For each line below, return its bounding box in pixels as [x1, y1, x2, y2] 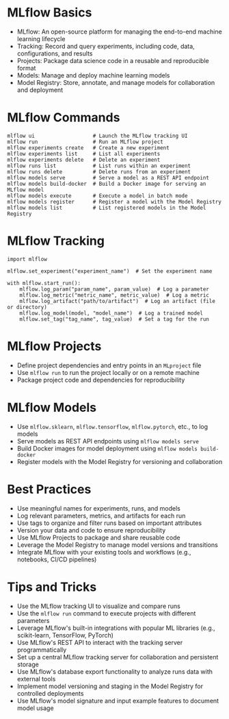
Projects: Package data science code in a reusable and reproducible [16, 56, 210, 64]
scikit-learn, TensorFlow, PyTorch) [16, 631, 114, 639]
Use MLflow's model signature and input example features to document [16, 696, 219, 705]
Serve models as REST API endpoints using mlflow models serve [16, 437, 200, 445]
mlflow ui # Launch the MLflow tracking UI [7, 132, 188, 139]
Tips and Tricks [7, 579, 97, 594]
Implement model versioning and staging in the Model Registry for [16, 682, 204, 690]
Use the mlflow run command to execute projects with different [16, 609, 196, 618]
